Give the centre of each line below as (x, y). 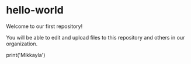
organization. (22, 44)
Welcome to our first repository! (44, 26)
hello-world (35, 10)
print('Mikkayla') (26, 55)
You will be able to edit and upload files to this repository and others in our (95, 37)
